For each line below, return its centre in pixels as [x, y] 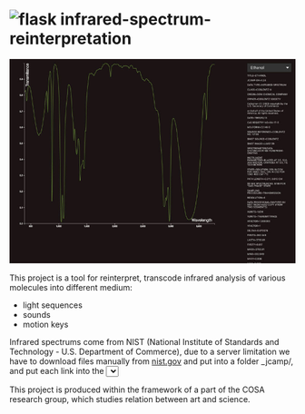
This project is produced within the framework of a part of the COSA [137, 389]
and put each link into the [57, 371]
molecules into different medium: [71, 288]
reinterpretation [70, 39]
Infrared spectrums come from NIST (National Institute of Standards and [144, 342]
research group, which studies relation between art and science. [130, 399]
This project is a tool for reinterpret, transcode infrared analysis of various [148, 278]
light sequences [53, 305]
